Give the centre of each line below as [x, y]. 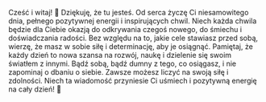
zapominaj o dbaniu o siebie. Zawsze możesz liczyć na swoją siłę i [118, 72]
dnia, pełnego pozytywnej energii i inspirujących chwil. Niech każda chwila [133, 21]
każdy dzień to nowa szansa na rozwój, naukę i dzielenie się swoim [120, 55]
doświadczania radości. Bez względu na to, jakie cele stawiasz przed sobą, [133, 38]
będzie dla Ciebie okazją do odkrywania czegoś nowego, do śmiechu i [125, 29]
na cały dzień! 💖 [35, 89]
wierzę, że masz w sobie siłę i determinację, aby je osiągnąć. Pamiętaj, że [131, 47]
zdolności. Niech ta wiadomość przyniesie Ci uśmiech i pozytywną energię [133, 81]
